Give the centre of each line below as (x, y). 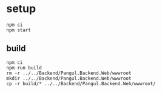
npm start (19, 30)
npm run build (24, 68)
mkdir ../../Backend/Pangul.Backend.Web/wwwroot (69, 78)
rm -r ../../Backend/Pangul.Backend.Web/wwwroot (69, 73)
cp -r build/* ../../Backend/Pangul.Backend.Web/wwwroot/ (81, 83)
